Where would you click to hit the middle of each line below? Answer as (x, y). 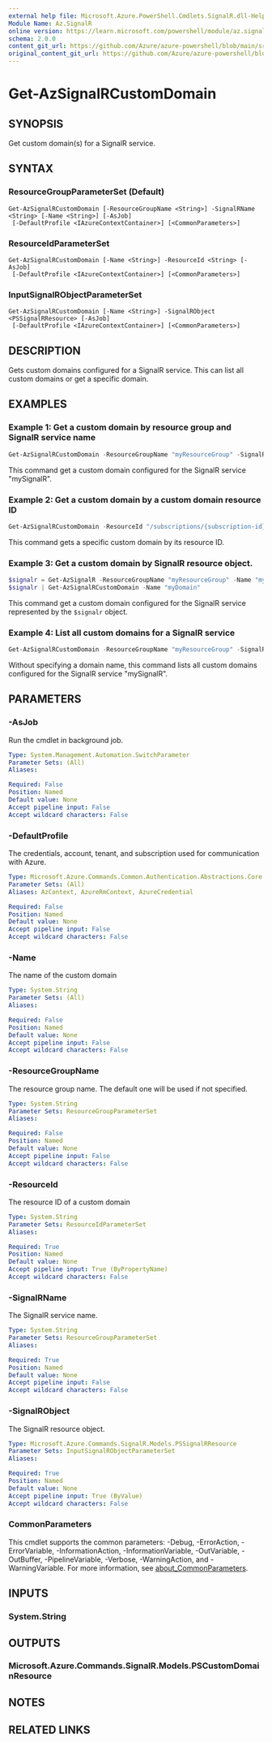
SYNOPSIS (36, 124)
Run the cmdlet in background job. (66, 740)
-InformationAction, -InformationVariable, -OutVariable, (148, 1550)
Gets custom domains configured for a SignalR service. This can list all (126, 370)
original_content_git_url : (54, 54)
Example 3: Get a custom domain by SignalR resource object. (131, 563)
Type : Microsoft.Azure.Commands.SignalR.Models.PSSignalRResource (123, 1444)
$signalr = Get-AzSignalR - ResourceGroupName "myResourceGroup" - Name (130, 580)
